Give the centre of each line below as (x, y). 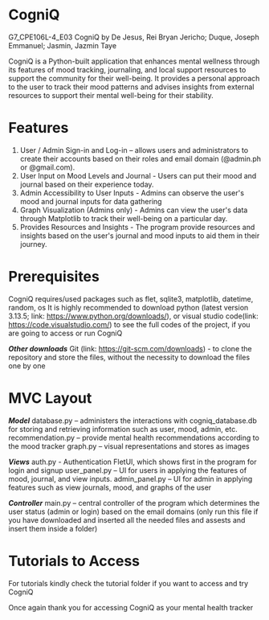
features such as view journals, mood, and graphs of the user (110, 487)
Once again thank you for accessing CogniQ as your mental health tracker (131, 607)
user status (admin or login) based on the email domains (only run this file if (133, 511)
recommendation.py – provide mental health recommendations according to (134, 437)
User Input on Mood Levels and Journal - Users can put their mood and (138, 175)
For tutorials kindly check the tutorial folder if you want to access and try (128, 583)
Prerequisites (54, 277)
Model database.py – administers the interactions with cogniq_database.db (132, 421)
